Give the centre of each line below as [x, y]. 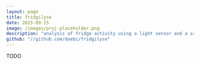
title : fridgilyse [29, 17]
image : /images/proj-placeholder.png [53, 28]
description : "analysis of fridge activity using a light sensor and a [97, 34]
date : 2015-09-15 [28, 23]
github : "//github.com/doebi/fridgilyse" [58, 39]
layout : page [22, 12]
